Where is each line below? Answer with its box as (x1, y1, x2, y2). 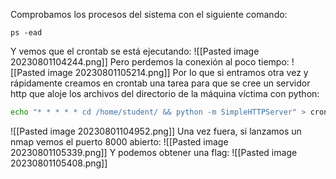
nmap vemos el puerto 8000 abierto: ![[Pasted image (10, 135, 229, 148)
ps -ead (10, 28, 43, 38)
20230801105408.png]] (10, 157, 108, 169)
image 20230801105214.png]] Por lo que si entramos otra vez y (47, 67, 309, 78)
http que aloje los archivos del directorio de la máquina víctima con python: (10, 88, 320, 99)
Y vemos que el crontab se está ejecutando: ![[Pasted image (10, 45, 260, 57)
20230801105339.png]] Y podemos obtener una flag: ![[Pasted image (10, 146, 298, 158)
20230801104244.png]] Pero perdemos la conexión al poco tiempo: (10, 56, 290, 68)
